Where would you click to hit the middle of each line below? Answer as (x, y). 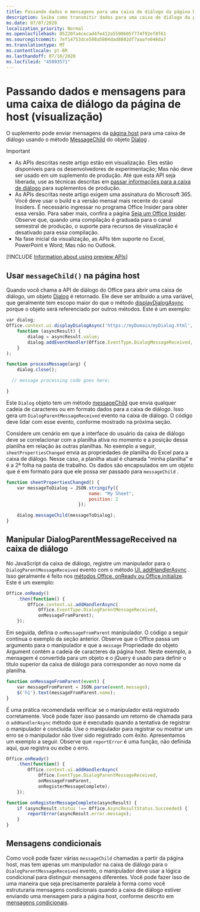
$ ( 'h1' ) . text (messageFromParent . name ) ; (66, 693)
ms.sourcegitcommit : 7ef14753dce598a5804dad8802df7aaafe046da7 (86, 39)
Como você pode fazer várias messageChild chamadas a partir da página (95, 858)
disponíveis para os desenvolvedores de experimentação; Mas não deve (104, 169)
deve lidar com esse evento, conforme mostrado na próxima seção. (89, 421)
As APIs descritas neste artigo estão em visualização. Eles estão (94, 163)
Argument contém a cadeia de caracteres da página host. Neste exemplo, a (99, 651)
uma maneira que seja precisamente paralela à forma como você (86, 883)
